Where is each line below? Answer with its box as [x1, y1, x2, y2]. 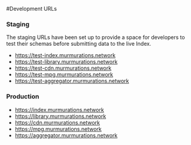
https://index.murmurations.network [14, 106, 104, 113]
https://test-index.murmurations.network [14, 52, 116, 59]
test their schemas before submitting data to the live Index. [6, 40, 151, 48]
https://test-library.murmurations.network [14, 58, 118, 66]
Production [6, 93, 40, 101]
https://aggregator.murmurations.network [14, 132, 118, 139]
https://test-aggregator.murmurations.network [14, 78, 129, 85]
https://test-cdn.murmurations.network [14, 64, 112, 72]
